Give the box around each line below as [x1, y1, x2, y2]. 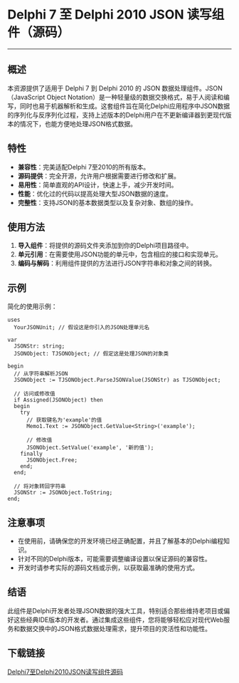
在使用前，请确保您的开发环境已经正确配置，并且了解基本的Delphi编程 [17, 537, 224, 545]
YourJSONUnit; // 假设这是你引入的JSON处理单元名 [14, 324, 150, 331]
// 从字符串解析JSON [14, 370, 68, 377]
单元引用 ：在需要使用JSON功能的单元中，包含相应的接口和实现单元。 [17, 250, 223, 259]
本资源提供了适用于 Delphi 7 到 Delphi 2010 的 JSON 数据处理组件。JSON [7, 83, 223, 93]
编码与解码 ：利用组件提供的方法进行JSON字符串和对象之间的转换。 [17, 259, 216, 268]
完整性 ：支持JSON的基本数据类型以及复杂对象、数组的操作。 [17, 198, 198, 207]
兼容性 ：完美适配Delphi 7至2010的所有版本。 [17, 162, 150, 171]
